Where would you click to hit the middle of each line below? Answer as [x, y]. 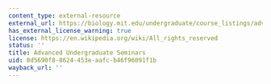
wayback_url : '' [35, 68]
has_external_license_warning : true [70, 30]
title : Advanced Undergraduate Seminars [77, 53]
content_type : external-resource [65, 16]
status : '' [27, 46]
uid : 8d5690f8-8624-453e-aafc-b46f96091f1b [83, 61]
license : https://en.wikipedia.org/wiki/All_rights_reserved [113, 38]
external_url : [32, 23]
